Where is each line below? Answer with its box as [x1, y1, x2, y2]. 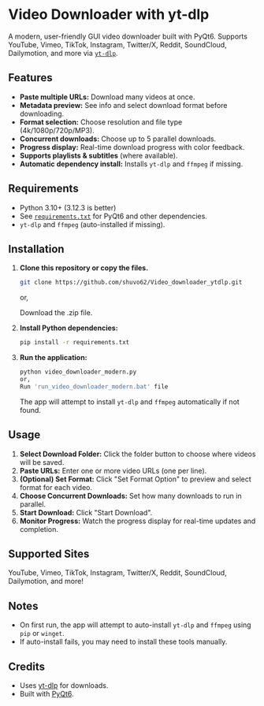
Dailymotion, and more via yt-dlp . [8, 48, 118, 58]
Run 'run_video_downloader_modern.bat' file [19, 382, 169, 391]
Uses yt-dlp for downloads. [19, 681, 109, 690]
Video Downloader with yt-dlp [8, 6, 210, 24]
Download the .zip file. [19, 308, 93, 318]
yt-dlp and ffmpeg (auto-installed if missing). [19, 219, 165, 229]
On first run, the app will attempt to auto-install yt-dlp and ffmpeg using [19, 620, 251, 630]
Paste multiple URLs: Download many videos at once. [19, 92, 195, 102]
